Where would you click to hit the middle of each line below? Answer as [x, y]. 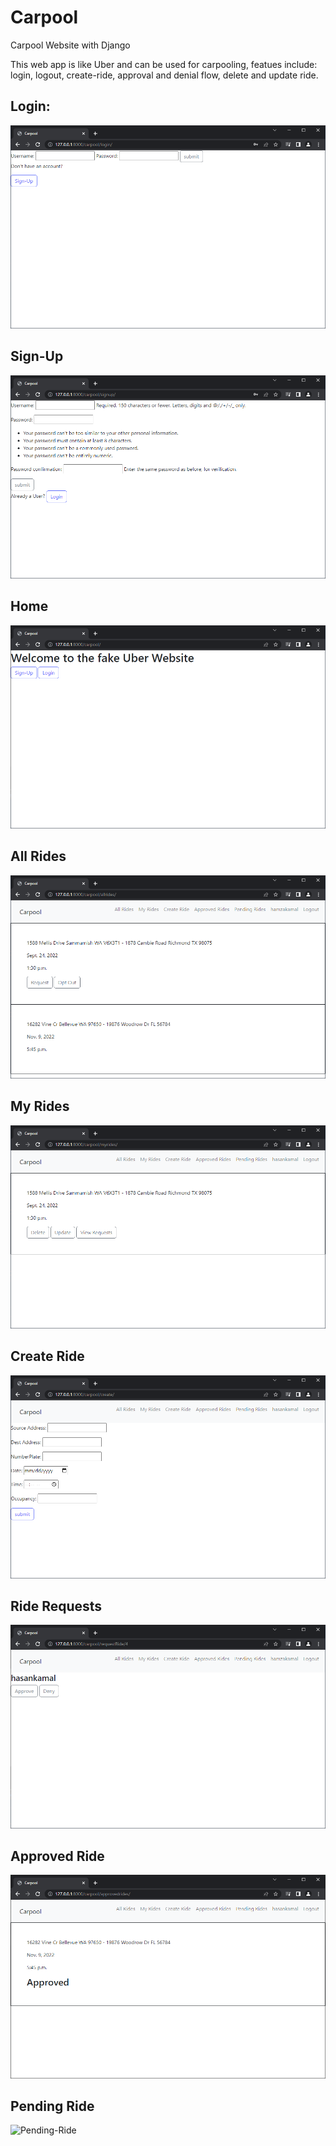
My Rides [40, 1106]
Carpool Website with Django [70, 45]
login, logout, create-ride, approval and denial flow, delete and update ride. [164, 75]
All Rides [38, 856]
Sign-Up [37, 356]
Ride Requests [56, 1606]
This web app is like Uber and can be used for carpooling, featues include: [164, 64]
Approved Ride [57, 1856]
